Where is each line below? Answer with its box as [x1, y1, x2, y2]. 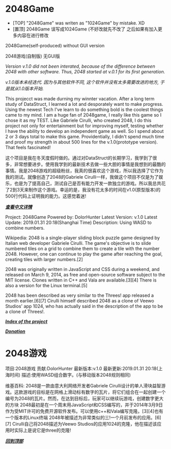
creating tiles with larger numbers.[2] [5, 256, 83, 262]
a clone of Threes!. [5, 308, 45, 315]
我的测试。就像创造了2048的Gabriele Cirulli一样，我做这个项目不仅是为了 [5, 174, 159, 180]
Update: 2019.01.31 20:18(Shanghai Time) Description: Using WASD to [5, 219, 152, 226]
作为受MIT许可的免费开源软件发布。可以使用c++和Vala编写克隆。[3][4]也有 [5, 408, 164, 414]
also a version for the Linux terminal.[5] [5, 282, 88, 288]
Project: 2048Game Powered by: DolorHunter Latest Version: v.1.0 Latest [5, 214, 158, 220]
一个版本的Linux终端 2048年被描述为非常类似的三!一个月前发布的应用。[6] [5, 414, 161, 420]
